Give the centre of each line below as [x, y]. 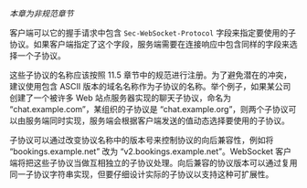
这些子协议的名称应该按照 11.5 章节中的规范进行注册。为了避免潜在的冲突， [151, 75]
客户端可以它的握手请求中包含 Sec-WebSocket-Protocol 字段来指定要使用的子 [153, 33]
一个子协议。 [41, 56]
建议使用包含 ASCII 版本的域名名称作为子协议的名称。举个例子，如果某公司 [150, 86]
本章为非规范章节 [42, 13]
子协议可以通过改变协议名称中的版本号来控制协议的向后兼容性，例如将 [142, 140]
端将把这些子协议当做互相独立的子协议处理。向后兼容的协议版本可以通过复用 [153, 163]
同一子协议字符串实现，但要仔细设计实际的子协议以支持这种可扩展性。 [142, 174]
